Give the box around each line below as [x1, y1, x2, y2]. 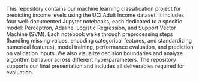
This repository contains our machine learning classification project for [6, 5, 181, 12]
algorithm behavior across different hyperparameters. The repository [6, 56, 177, 63]
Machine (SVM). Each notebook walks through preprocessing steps [6, 31, 173, 38]
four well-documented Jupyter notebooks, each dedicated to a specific [6, 18, 183, 25]
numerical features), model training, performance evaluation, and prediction [6, 43, 194, 50]
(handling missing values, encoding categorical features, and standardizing [6, 37, 192, 44]
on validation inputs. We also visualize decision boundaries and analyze [6, 50, 183, 56]
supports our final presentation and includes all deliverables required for [6, 62, 185, 70]
